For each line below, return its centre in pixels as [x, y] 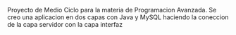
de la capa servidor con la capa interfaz [65, 24]
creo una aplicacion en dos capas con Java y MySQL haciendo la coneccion [118, 17]
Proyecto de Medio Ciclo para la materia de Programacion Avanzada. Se [112, 10]
